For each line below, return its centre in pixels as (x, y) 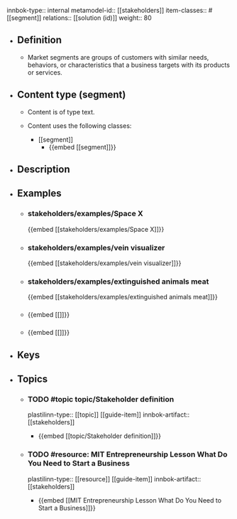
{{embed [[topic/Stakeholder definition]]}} (99, 436)
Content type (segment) (71, 95)
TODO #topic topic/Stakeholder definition (101, 399)
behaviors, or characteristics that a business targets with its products (128, 65)
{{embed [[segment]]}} (82, 147)
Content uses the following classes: (79, 125)
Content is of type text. (61, 112)
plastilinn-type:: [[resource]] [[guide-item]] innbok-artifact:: (114, 478)
